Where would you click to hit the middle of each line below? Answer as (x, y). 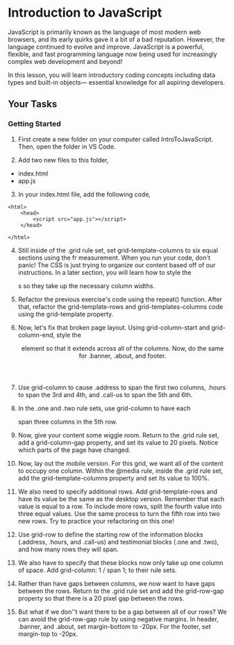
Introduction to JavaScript (85, 13)
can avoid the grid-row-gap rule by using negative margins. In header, (118, 619)
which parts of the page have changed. (74, 450)
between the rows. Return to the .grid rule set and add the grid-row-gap (121, 591)
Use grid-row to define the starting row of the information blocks (110, 534)
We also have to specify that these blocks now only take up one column (120, 562)
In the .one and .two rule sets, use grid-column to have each (104, 408)
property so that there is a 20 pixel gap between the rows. (101, 598)
